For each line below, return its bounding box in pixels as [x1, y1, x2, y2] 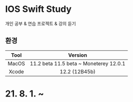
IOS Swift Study [5, 3, 71, 15]
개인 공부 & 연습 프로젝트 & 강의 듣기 [5, 20, 76, 26]
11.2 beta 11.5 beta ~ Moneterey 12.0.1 [29, 60, 126, 67]
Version [68, 51, 87, 58]
